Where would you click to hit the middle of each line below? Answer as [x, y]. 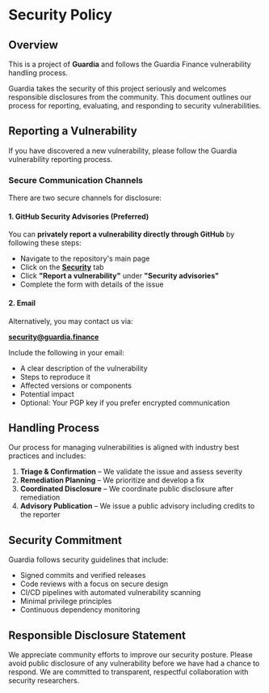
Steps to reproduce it [55, 376]
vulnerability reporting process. [61, 159]
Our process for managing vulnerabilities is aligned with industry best [124, 448]
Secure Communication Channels [76, 180]
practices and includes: [47, 456]
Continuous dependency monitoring [80, 610]
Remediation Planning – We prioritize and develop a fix [112, 480]
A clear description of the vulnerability [84, 368]
